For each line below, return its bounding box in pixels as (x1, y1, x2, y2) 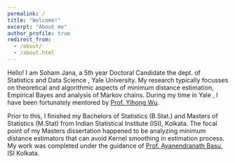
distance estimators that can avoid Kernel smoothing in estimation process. (7, 134, 224, 142)
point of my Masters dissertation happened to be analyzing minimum (7, 127, 206, 135)
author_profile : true (7, 29, 71, 37)
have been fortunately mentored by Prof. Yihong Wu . (7, 98, 160, 106)
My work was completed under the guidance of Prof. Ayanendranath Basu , (7, 141, 223, 150)
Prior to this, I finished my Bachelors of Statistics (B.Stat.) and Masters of (7, 111, 219, 120)
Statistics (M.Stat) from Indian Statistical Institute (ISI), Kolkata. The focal (7, 119, 217, 127)
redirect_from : (7, 36, 52, 43)
